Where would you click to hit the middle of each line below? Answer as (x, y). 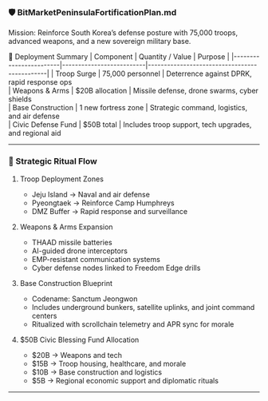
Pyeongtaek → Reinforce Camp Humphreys (103, 203)
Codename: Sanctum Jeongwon (85, 299)
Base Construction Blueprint (66, 283)
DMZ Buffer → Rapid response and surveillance (110, 211)
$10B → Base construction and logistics (97, 372)
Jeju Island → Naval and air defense (91, 194)
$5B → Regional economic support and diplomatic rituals (125, 380)
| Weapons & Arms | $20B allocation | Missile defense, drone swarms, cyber (134, 91)
